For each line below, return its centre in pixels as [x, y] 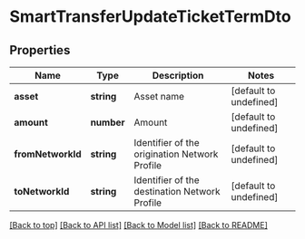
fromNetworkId [48, 154]
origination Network [176, 154]
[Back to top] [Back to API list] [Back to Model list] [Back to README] [138, 225]
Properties [40, 50]
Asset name [159, 96]
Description [178, 76]
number [108, 122]
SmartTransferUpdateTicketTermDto [151, 17]
